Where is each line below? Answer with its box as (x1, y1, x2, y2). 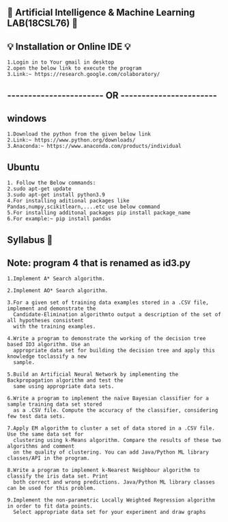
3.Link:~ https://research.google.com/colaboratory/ (7, 71, 160, 78)
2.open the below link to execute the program (7, 65, 142, 72)
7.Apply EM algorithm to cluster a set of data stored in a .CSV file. (7, 425, 215, 432)
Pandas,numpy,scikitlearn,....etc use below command (7, 203, 160, 211)
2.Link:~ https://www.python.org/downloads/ (7, 137, 136, 144)
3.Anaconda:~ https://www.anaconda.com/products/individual (7, 143, 182, 150)
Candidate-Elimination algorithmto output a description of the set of (13, 311, 222, 318)
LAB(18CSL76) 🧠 (7, 18, 79, 29)
